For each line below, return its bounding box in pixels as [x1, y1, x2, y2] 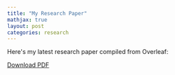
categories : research [7, 29, 69, 36]
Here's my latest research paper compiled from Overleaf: [7, 48, 169, 56]
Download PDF [7, 61, 49, 69]
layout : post [7, 22, 45, 29]
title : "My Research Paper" [7, 10, 88, 17]
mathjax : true [7, 16, 48, 23]
